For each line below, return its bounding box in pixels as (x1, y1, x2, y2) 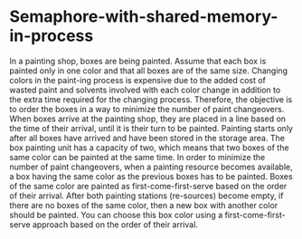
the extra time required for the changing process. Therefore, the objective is (9, 93, 293, 105)
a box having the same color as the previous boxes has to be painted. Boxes (9, 170, 293, 182)
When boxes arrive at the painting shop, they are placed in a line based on (9, 113, 287, 124)
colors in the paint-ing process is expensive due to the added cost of (9, 74, 267, 85)
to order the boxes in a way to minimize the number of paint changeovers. (9, 103, 285, 114)
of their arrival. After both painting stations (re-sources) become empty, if (9, 190, 284, 201)
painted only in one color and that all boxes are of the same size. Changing (9, 65, 288, 76)
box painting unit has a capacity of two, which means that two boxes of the (9, 142, 289, 153)
